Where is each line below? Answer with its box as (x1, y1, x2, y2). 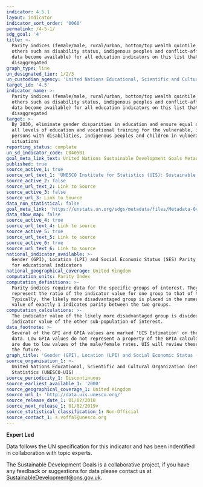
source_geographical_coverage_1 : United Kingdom (6, 386, 131, 393)
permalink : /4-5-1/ (6, 25, 56, 32)
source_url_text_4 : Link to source (6, 223, 96, 229)
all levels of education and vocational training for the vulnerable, (11, 127, 193, 133)
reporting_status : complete (6, 144, 77, 150)
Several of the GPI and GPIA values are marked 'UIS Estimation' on (11, 330, 188, 336)
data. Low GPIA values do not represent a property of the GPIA (11, 336, 177, 342)
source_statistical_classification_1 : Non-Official (6, 409, 139, 415)
